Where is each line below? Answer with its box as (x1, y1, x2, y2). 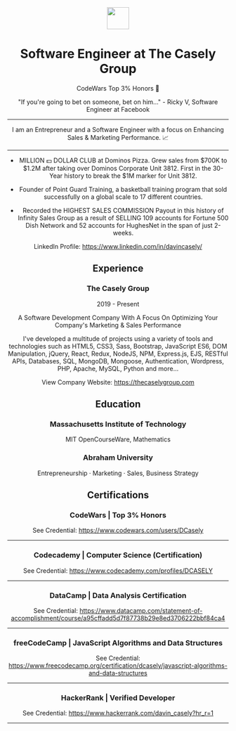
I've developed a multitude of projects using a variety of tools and (22, 334, 214, 343)
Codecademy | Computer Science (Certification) (33, 550, 203, 560)
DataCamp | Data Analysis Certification (49, 590, 187, 600)
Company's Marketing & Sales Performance (55, 321, 181, 329)
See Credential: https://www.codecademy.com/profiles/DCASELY (23, 566, 213, 575)
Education (95, 399, 141, 410)
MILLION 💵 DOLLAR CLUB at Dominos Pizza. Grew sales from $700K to (19, 156, 228, 164)
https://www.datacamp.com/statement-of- (79, 606, 203, 614)
